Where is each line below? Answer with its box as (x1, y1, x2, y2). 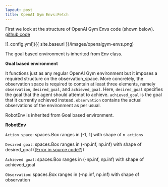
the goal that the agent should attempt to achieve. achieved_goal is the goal (5, 91, 162, 98)
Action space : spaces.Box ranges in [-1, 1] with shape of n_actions (5, 131, 144, 137)
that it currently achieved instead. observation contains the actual (5, 97, 142, 103)
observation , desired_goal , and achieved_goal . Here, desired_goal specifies (5, 86, 163, 92)
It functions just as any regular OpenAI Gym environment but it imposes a (5, 70, 157, 76)
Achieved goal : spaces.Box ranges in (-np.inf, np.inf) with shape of (5, 156, 144, 162)
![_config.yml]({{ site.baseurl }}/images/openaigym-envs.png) (5, 41, 134, 47)
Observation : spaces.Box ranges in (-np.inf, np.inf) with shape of (5, 171, 140, 177)
